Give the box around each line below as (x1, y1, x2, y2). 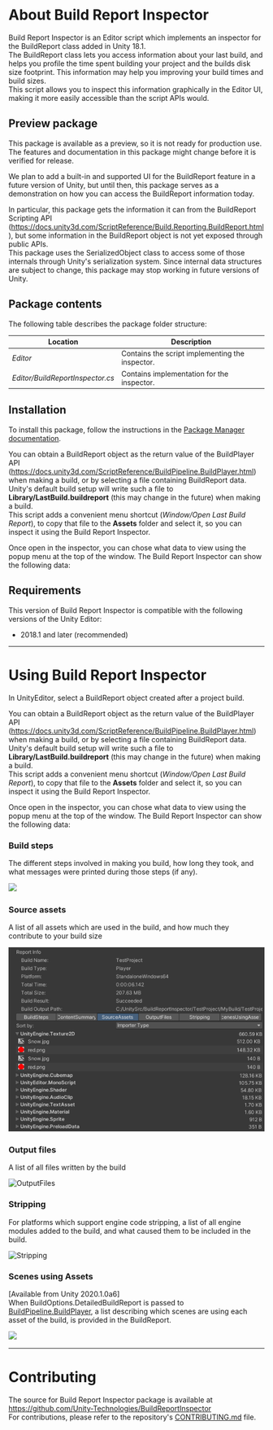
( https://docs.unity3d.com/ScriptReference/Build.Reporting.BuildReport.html (8, 221, 264, 231)
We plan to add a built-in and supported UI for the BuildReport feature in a (8, 171, 256, 181)
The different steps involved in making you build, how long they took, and (8, 858, 254, 868)
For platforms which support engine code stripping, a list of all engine (8, 1217, 241, 1227)
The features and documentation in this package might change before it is (8, 146, 257, 156)
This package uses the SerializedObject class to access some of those (8, 247, 245, 257)
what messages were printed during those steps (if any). (8, 867, 198, 877)
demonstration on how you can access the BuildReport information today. (8, 189, 254, 199)
